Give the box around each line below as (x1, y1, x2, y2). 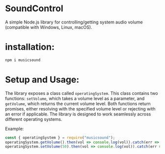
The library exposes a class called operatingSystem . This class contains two (5, 90, 158, 96)
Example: (5, 126, 24, 132)
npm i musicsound (5, 57, 41, 63)
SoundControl (5, 3, 64, 14)
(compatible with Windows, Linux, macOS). (5, 24, 92, 30)
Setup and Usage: (5, 74, 80, 85)
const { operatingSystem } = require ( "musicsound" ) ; (5, 135, 115, 140)
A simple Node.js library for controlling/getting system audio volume (5, 19, 143, 25)
